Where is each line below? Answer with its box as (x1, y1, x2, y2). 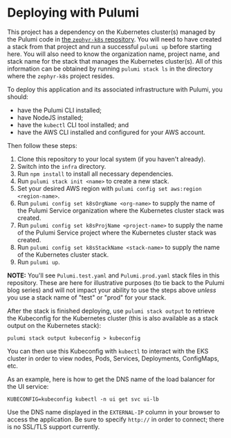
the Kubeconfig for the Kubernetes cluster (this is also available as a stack (7, 313, 219, 322)
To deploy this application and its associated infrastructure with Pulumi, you (7, 85, 223, 93)
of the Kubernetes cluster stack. (17, 250, 109, 259)
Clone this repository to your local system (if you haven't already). (17, 154, 206, 163)
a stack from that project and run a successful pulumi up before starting (7, 42, 212, 51)
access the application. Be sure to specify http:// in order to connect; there (7, 415, 225, 423)
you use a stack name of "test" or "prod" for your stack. (7, 293, 167, 302)
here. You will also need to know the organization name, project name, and (7, 50, 220, 58)
